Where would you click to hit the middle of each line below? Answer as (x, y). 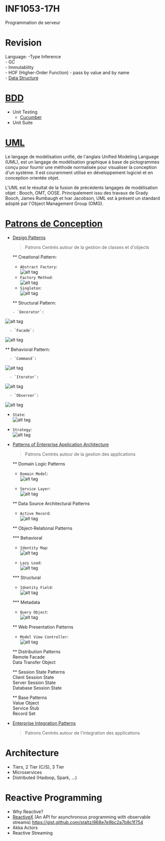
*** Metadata (26, 602)
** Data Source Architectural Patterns (51, 503)
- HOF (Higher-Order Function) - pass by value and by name (67, 72)
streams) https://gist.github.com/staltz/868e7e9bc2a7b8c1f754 (78, 822)
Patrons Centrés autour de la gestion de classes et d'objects (87, 247)
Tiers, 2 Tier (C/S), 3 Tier (38, 767)
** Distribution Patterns (36, 651)
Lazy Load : (31, 562)
